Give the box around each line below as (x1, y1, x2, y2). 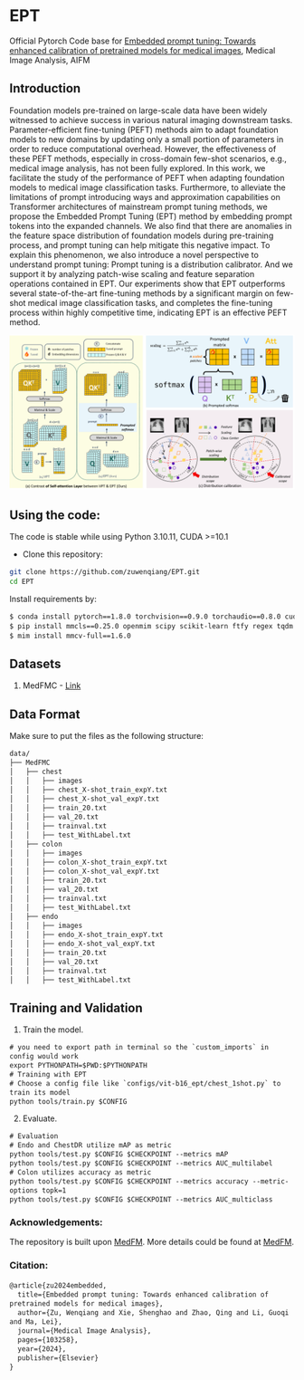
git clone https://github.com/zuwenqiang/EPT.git (9, 568, 201, 577)
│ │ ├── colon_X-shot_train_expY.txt (9, 858, 168, 867)
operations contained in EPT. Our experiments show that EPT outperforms (9, 278, 286, 289)
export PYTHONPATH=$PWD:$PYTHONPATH (9, 1061, 147, 1070)
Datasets (9, 656, 62, 671)
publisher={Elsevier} (17, 1353, 100, 1363)
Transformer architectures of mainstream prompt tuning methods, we (9, 201, 269, 212)
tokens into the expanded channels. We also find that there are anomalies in (9, 220, 292, 231)
